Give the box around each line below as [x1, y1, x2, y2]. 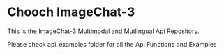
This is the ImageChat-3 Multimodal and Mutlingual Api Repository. [7, 27, 200, 35]
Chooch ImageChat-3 [7, 4, 135, 20]
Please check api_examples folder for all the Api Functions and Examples [7, 40, 217, 48]
